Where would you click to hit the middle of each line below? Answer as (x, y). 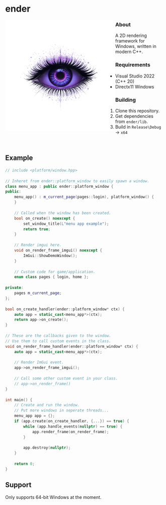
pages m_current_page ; (38, 293)
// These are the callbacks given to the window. (58, 336)
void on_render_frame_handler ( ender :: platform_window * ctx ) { (72, 346)
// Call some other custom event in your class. (66, 378)
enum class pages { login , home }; (52, 277)
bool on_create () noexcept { (45, 218)
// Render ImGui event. (39, 362)
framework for (130, 41)
